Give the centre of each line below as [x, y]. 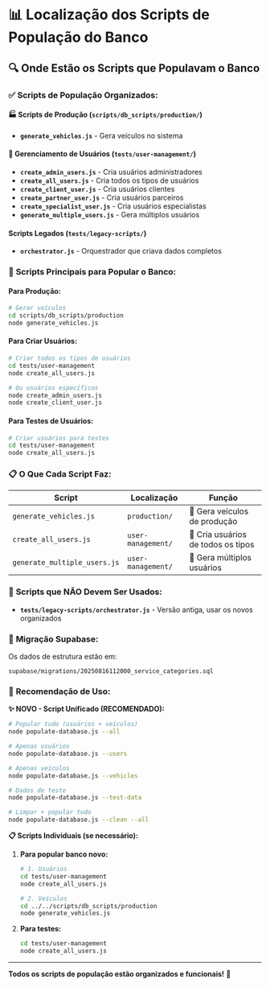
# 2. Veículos [43, 898]
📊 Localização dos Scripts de [109, 15]
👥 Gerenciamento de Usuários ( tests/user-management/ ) [102, 154]
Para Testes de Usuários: [51, 421]
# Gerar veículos [37, 308]
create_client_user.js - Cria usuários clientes [97, 188]
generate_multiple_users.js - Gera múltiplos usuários [110, 214]
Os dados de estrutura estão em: [63, 657]
